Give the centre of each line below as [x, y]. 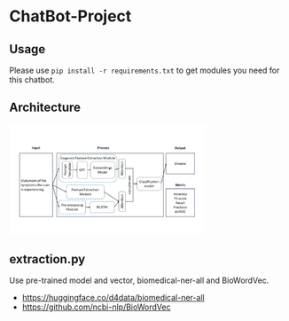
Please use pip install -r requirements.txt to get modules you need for [144, 70]
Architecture [45, 108]
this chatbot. [32, 80]
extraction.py [47, 259]
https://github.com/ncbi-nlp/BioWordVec [96, 307]
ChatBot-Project [70, 16]
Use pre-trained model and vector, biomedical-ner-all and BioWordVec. [139, 280]
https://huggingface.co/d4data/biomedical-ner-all [113, 298]
